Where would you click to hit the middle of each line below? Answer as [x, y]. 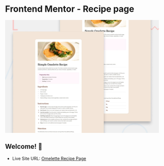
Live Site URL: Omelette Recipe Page [49, 158]
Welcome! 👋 [24, 147]
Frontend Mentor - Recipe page [70, 9]
